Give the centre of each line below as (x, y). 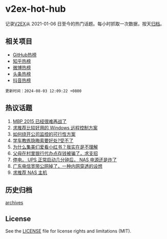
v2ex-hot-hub (36, 9)
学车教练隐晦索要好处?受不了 (43, 140)
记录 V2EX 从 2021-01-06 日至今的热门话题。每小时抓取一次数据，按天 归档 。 (85, 24)
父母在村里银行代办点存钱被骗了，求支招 (55, 153)
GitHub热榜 (25, 55)
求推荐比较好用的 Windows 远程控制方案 (55, 127)
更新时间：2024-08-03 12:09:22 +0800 (43, 91)
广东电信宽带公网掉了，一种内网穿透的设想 (57, 166)
